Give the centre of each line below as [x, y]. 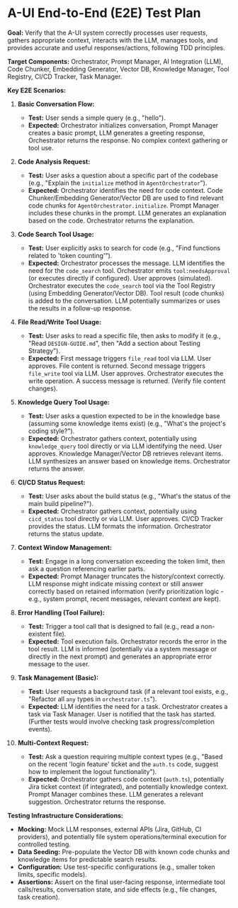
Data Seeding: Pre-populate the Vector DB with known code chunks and [124, 851]
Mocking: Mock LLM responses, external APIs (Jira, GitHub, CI [109, 829]
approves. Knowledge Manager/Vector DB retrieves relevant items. [125, 453]
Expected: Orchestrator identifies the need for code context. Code [125, 190]
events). [40, 729]
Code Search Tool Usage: [56, 234]
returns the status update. [66, 534]
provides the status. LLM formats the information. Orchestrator [120, 526]
